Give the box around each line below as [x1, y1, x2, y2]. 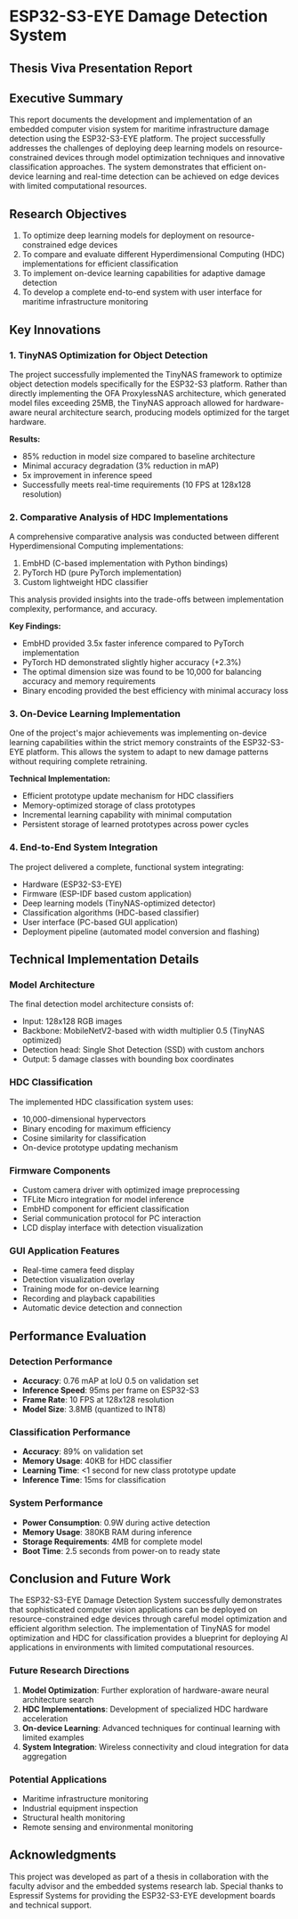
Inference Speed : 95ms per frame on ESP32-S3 [21, 1385, 200, 1395]
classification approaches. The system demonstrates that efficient [9, 162, 252, 173]
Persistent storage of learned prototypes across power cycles [21, 819, 249, 830]
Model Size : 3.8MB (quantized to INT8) [21, 1404, 166, 1415]
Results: [9, 434, 41, 444]
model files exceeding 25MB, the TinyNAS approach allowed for [9, 397, 245, 408]
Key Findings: [9, 621, 61, 631]
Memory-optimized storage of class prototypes [21, 800, 196, 811]
